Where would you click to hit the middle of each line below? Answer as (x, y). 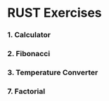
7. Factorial (26, 91)
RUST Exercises (54, 13)
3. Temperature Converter (53, 72)
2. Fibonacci (29, 54)
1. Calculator (29, 35)
